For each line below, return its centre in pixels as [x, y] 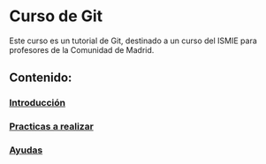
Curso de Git [56, 16]
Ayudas [26, 150]
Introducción [38, 103]
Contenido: [41, 78]
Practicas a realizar [52, 127]
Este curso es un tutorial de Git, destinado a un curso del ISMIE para [133, 41]
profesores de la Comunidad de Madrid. [82, 49]
